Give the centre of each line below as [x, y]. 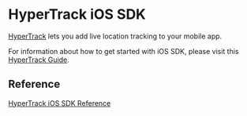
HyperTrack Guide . [39, 60]
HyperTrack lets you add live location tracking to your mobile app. [115, 36]
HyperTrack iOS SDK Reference [60, 103]
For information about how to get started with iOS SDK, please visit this [123, 51]
